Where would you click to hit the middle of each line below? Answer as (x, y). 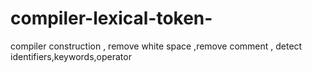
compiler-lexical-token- (111, 18)
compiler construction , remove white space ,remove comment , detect (156, 46)
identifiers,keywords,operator (71, 56)
